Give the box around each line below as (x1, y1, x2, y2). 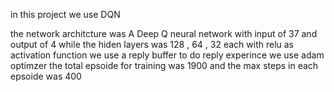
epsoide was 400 (10, 70, 82, 82)
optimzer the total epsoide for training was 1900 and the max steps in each (10, 60, 319, 71)
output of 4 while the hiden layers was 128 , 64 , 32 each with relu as (10, 39, 294, 50)
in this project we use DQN (10, 9, 121, 20)
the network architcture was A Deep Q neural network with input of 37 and (10, 28, 318, 39)
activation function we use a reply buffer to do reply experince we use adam (10, 49, 325, 61)
